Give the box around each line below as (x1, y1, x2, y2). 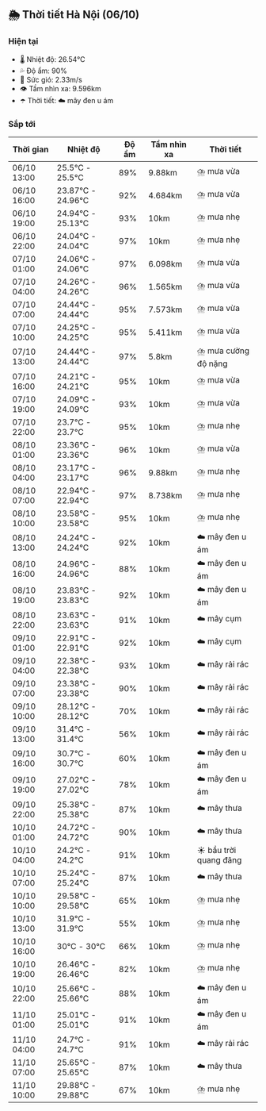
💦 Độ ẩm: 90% (19, 66, 67, 75)
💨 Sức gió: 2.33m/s (19, 75, 83, 84)
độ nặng (196, 358, 228, 369)
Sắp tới (8, 118, 36, 129)
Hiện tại (8, 36, 39, 47)
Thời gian (12, 144, 49, 155)
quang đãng (196, 854, 242, 865)
